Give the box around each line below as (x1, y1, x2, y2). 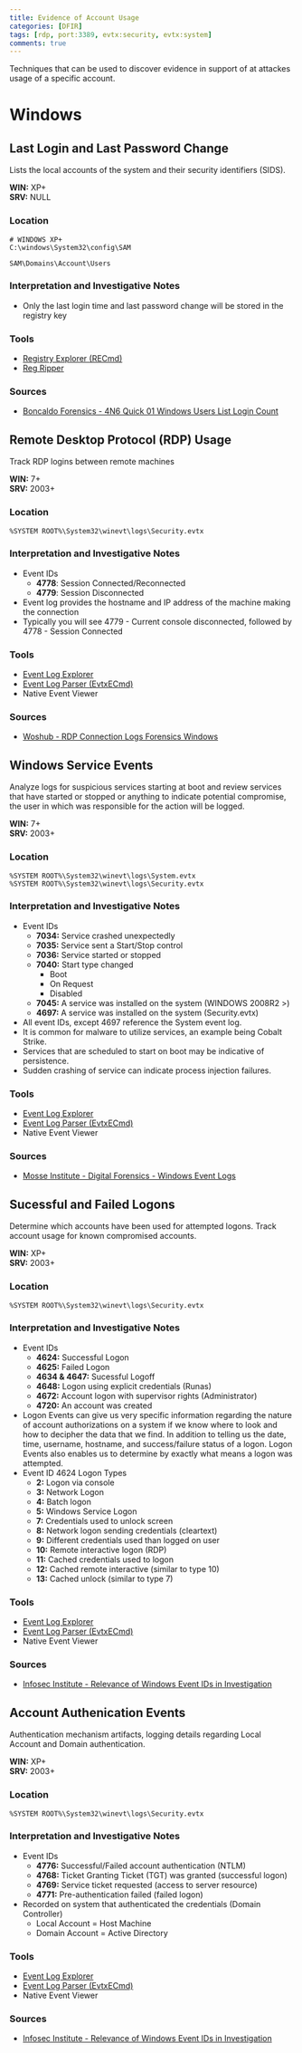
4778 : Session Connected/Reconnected (35, 577, 186, 589)
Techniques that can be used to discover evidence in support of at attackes (9, 63, 291, 74)
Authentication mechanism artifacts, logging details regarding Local (9, 1729, 262, 1740)
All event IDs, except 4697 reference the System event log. (22, 1016, 242, 1028)
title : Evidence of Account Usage (9, 13, 140, 23)
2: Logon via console (35, 1477, 115, 1488)
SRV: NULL (9, 192, 52, 203)
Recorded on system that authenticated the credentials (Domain (22, 1898, 261, 1909)
